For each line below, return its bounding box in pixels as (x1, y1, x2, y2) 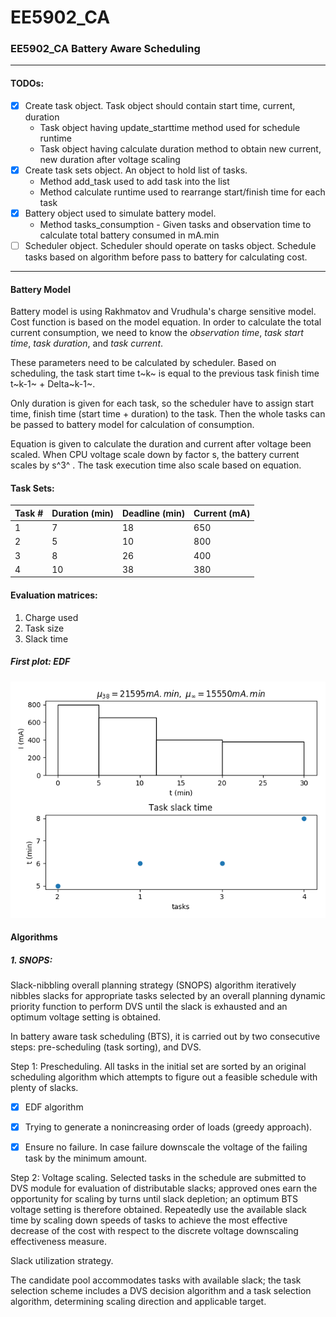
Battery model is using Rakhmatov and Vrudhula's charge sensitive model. (10, 306, 317, 318)
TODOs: (10, 77, 45, 90)
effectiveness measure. (10, 1236, 107, 1248)
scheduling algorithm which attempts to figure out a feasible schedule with (10, 1071, 318, 1083)
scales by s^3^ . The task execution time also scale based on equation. (10, 459, 302, 471)
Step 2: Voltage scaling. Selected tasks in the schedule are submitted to (10, 1172, 307, 1184)
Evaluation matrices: (10, 589, 98, 601)
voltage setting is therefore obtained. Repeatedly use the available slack (10, 1204, 307, 1216)
